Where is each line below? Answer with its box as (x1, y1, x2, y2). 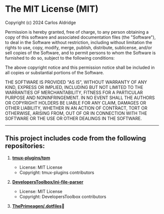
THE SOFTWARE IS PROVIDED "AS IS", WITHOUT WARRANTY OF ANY (5, 79, 147, 85)
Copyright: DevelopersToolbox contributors (19, 193, 106, 199)
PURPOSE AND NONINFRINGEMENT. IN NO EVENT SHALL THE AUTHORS (5, 94, 155, 101)
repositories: (5, 142, 45, 150)
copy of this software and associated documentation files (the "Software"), (5, 34, 156, 40)
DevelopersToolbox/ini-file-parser (12, 179, 84, 185)
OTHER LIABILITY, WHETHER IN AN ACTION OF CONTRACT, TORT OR (5, 105, 147, 111)
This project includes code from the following (5, 134, 146, 143)
